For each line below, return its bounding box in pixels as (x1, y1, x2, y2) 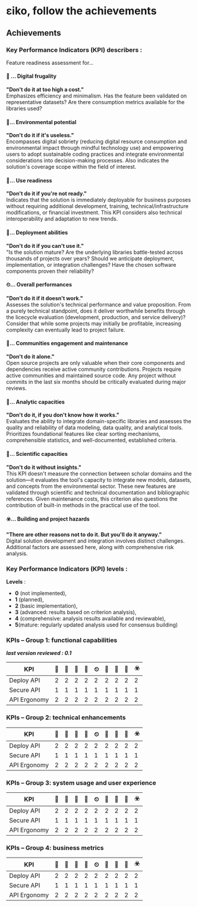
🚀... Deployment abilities (6, 229, 68, 236)
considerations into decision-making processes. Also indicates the (6, 157, 169, 164)
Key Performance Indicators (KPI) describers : (6, 46, 143, 54)
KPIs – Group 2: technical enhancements (6, 713, 126, 722)
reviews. (6, 385, 27, 392)
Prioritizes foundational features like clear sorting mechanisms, (6, 430, 161, 437)
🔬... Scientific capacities (6, 450, 68, 457)
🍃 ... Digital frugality (6, 73, 56, 80)
